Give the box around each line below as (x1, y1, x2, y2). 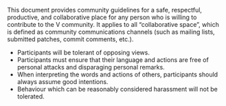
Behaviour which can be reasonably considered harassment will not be (16, 85, 218, 93)
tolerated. (16, 92, 45, 100)
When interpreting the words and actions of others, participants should (16, 70, 218, 78)
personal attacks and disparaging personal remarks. (16, 63, 165, 71)
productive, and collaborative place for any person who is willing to (7, 13, 197, 21)
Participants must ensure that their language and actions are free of (16, 56, 210, 64)
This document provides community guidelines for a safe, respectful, (7, 6, 203, 14)
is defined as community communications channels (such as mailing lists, (7, 28, 215, 36)
